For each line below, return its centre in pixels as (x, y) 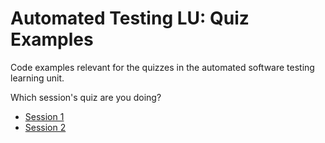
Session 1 (44, 116)
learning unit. (37, 78)
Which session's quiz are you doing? (86, 97)
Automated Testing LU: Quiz (130, 18)
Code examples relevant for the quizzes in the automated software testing (162, 67)
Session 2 (45, 127)
